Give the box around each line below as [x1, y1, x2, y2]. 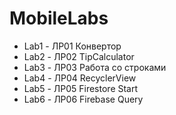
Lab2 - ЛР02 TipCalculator [23, 50, 135, 62]
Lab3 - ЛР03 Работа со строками [23, 61, 167, 73]
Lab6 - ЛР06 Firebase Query [23, 93, 144, 105]
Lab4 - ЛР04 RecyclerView [23, 72, 137, 84]
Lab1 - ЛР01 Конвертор [23, 40, 122, 52]
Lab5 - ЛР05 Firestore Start [23, 82, 139, 94]
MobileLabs [9, 7, 109, 30]
